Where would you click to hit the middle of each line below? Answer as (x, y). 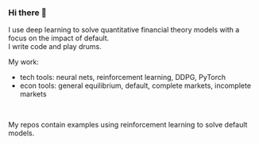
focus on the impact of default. (59, 38)
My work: (24, 62)
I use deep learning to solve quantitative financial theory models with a (124, 30)
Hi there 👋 (28, 13)
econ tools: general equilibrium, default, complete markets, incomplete (135, 85)
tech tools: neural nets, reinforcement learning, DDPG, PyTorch (123, 78)
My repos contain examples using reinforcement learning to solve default (128, 125)
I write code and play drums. (55, 47)
